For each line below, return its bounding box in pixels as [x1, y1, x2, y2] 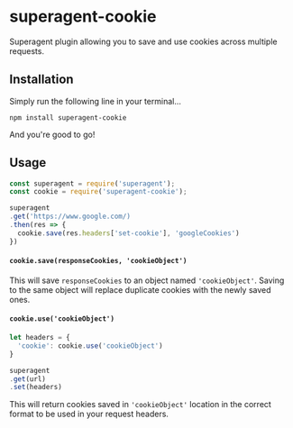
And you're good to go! [9, 129, 96, 140]
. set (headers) [9, 383, 63, 392]
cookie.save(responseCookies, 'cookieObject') [9, 257, 188, 266]
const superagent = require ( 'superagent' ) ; [9, 178, 176, 188]
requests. [9, 45, 45, 56]
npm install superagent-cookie [9, 113, 127, 123]
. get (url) [9, 374, 47, 384]
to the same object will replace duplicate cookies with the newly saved [9, 284, 272, 295]
